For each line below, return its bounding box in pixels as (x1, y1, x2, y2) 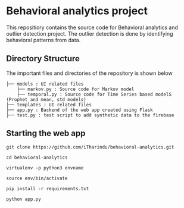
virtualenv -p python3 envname (6, 165, 84, 171)
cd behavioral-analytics (6, 155, 68, 160)
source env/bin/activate (6, 175, 68, 181)
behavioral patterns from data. (6, 36, 81, 43)
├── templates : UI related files (6, 102, 92, 108)
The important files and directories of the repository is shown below (6, 70, 173, 77)
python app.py (6, 196, 42, 202)
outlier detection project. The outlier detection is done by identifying (6, 30, 173, 37)
